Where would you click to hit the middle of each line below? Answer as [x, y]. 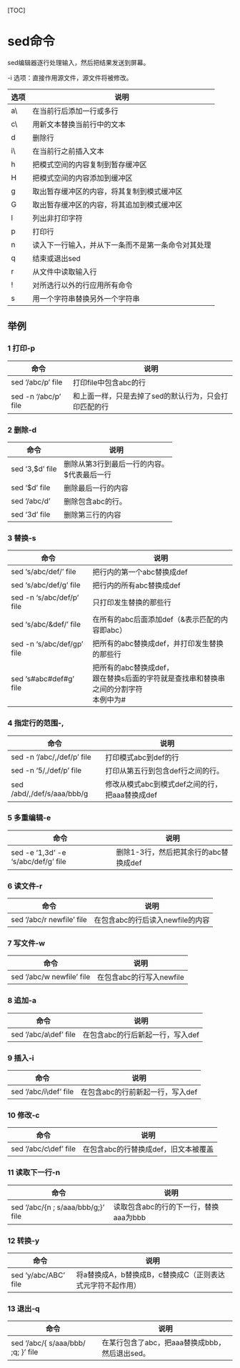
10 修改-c [24, 1115]
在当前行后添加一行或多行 [76, 111]
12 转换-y [24, 1241]
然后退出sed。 [126, 1354]
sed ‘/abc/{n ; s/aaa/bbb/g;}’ [58, 1207]
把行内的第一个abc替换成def [140, 573]
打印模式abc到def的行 [142, 757]
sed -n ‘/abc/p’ [36, 396]
